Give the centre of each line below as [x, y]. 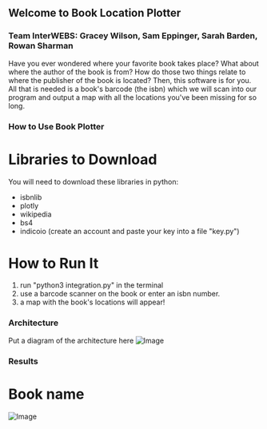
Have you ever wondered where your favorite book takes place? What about [134, 63]
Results [23, 361]
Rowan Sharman [41, 46]
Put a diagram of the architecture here [71, 340]
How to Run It [54, 263]
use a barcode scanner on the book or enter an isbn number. [120, 294]
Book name [46, 394]
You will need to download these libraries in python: [94, 181]
